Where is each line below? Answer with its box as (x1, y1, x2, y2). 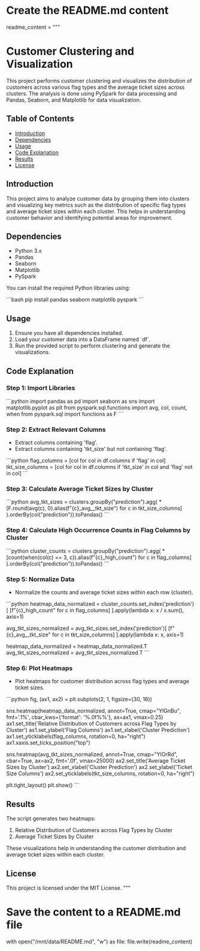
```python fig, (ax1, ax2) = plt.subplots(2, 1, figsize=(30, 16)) (6, 696, 153, 703)
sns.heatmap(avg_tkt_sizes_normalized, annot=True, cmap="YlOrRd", (6, 751, 178, 758)
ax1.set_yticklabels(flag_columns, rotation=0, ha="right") (6, 733, 146, 740)
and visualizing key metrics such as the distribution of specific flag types (6, 201, 186, 208)
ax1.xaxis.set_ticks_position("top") (6, 739, 91, 746)
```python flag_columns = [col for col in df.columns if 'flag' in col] (6, 457, 166, 464)
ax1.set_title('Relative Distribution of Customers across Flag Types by (6, 720, 177, 727)
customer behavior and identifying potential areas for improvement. (6, 214, 173, 221)
